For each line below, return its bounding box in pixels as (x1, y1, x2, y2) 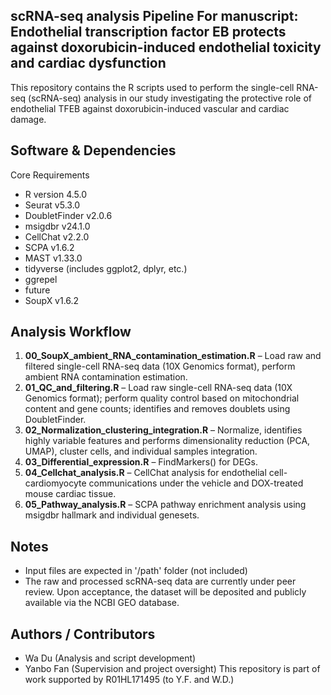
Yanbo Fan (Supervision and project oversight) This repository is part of (24, 663, 321, 675)
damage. (10, 113, 47, 125)
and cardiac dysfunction (10, 55, 167, 72)
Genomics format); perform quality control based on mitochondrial (24, 392, 300, 404)
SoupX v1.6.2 (24, 294, 80, 306)
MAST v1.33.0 (24, 252, 83, 264)
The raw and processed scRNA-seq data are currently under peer (24, 575, 297, 588)
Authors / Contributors (10, 625, 156, 643)
